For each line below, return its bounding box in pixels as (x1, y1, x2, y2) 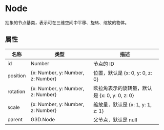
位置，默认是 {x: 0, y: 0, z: (93, 69, 152, 76)
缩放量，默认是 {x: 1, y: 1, (93, 101, 152, 108)
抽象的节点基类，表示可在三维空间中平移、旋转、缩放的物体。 (5, 19, 129, 25)
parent (7, 116, 23, 123)
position (7, 72, 26, 79)
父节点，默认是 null (93, 116, 138, 123)
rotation (7, 88, 25, 95)
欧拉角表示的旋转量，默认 (93, 85, 152, 92)
